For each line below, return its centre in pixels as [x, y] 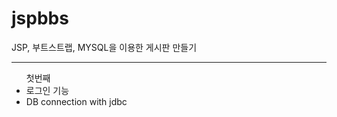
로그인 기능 [47, 90]
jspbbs [40, 18]
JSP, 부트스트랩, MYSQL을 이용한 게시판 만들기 [104, 47]
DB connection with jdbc [76, 101]
